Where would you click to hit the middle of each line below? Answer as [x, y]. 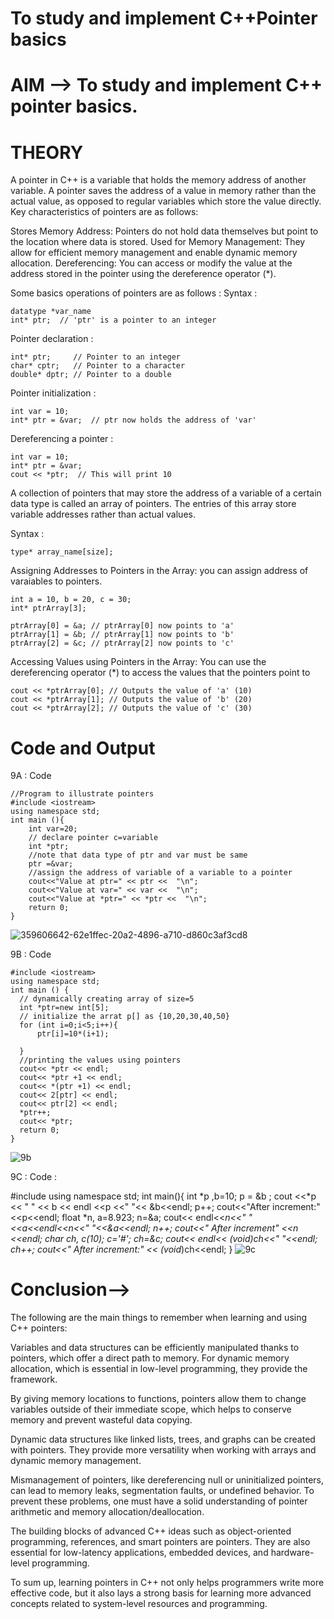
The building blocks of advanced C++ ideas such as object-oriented [151, 1531]
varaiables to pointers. [56, 581]
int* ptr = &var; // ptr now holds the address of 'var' [133, 420]
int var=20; [53, 829]
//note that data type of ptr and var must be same [138, 855]
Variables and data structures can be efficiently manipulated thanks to [155, 1348]
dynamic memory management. [76, 1461]
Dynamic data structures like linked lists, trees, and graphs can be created [163, 1439]
